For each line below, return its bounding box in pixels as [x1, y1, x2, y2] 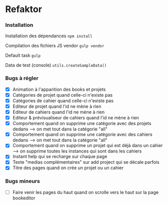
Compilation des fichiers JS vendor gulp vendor [5, 43, 104, 49]
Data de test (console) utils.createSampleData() [5, 62, 107, 69]
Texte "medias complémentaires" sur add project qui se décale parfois [12, 159, 160, 165]
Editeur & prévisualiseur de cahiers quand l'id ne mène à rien [12, 115, 139, 121]
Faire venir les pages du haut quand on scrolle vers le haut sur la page [12, 189, 159, 195]
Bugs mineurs [5, 178, 40, 185]
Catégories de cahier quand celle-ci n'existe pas [12, 97, 114, 104]
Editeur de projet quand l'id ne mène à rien [12, 103, 102, 109]
